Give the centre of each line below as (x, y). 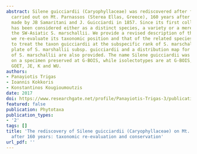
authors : (17, 71)
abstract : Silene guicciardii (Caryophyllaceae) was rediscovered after (97, 11)
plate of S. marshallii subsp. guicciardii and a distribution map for (101, 50)
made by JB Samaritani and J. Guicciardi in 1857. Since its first (96, 22)
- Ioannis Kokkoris (30, 83)
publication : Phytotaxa (35, 109)
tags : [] (17, 126)
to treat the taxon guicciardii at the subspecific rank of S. (90, 45)
